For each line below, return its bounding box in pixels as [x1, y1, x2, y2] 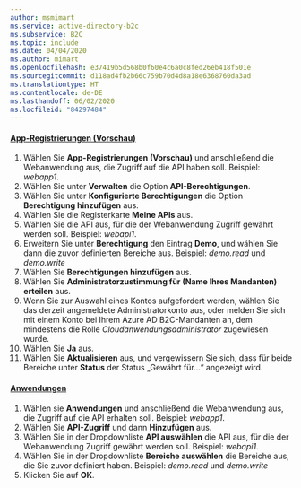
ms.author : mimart [10, 55, 79, 64]
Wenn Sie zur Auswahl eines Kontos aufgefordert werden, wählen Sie [22, 295, 280, 306]
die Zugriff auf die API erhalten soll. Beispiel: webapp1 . [22, 412, 225, 423]
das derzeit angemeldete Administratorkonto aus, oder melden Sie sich [22, 305, 286, 316]
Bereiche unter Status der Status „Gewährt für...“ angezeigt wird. [22, 362, 263, 373]
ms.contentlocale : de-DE [10, 88, 103, 97]
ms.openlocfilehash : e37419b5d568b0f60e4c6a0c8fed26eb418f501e [10, 64, 252, 73]
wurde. [22, 334, 50, 344]
